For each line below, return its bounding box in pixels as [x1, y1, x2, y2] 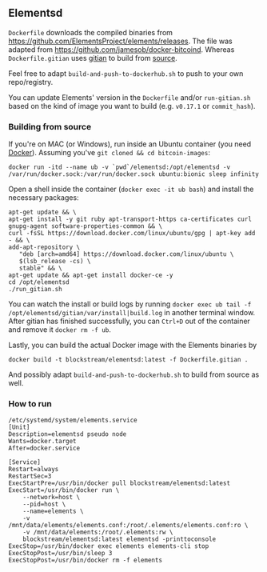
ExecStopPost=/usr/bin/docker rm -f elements [8, 556, 162, 565]
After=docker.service [8, 444, 81, 453]
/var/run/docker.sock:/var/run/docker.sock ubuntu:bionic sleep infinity [8, 170, 260, 178]
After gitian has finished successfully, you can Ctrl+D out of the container [8, 316, 250, 326]
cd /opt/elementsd [8, 278, 70, 286]
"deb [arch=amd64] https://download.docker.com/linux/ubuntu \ [18, 250, 234, 258]
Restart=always [8, 466, 59, 474]
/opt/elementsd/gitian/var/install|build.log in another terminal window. [8, 308, 256, 318]
